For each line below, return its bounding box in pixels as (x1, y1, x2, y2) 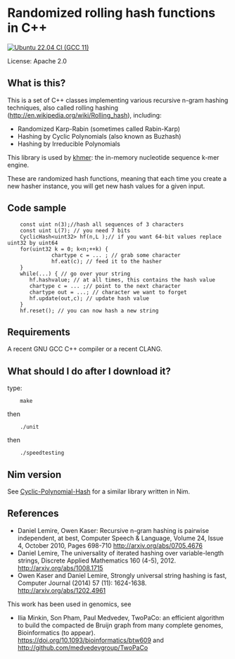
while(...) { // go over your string (20, 270, 131, 277)
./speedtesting (20, 449, 65, 457)
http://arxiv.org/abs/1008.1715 (17, 563, 103, 572)
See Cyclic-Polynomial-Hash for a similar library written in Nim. (7, 487, 191, 496)
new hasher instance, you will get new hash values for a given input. (7, 182, 205, 190)
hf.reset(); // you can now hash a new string (20, 307, 159, 314)
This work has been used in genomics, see (7, 600, 132, 608)
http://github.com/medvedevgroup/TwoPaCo (17, 643, 148, 652)
